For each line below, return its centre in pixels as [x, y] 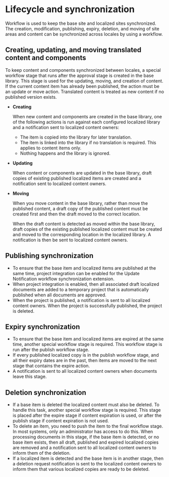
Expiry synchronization [43, 327]
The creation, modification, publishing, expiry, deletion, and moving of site [82, 28]
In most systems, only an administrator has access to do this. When [83, 431]
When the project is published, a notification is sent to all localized [81, 300]
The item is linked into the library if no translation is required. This [88, 142]
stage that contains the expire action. [51, 366]
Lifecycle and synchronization [70, 9]
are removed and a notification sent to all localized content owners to [84, 448]
